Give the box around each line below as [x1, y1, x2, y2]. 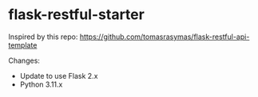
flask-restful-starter [8, 6, 145, 24]
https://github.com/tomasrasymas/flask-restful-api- [79, 32, 250, 41]
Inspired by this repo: [8, 32, 78, 41]
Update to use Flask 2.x [19, 71, 98, 80]
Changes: [8, 56, 40, 65]
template [8, 40, 38, 49]
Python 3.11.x [19, 80, 63, 89]
